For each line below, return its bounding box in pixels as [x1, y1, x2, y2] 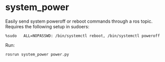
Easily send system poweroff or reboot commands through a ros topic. [5, 18, 153, 24]
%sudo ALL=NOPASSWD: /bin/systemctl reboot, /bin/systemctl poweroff [5, 33, 160, 38]
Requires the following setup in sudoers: [5, 23, 90, 29]
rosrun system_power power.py [5, 52, 70, 57]
